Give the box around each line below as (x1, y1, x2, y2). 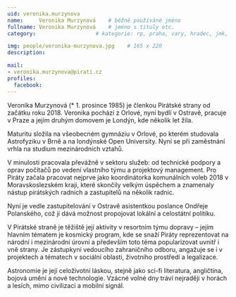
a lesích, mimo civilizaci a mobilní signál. (7, 281, 125, 289)
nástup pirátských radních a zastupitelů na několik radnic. (7, 188, 175, 196)
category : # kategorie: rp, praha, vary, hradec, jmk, (7, 30, 229, 37)
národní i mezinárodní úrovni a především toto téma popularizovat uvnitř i (7, 237, 220, 246)
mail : (7, 62, 23, 69)
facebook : (13, 82, 42, 89)
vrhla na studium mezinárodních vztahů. (7, 144, 124, 153)
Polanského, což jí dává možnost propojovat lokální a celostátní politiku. (7, 209, 216, 217)
